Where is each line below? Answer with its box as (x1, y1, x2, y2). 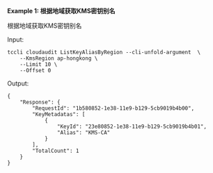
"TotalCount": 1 (32, 147, 79, 154)
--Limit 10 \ (19, 61, 58, 68)
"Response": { (19, 99, 61, 106)
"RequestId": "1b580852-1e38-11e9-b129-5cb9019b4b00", (32, 105, 195, 112)
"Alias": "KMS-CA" (56, 129, 111, 136)
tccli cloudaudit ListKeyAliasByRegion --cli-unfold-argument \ (7, 49, 200, 56)
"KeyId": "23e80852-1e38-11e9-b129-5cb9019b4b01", (56, 123, 207, 130)
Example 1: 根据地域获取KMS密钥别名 (7, 7, 116, 15)
